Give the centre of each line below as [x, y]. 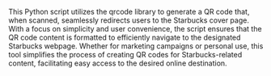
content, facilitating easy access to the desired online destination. [118, 63]
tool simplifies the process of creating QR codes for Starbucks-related [125, 55]
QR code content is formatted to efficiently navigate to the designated [125, 37]
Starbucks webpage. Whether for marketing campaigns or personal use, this [136, 46]
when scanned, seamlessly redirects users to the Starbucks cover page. [129, 20]
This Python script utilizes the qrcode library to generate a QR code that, [129, 12]
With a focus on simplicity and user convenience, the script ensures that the [135, 29]
